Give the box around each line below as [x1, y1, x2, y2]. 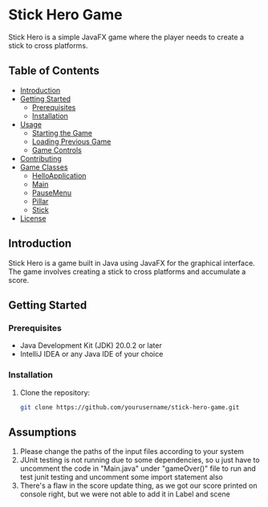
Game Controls [31, 145, 82, 154]
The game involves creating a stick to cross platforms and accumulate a [8, 267, 246, 276]
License [19, 213, 47, 223]
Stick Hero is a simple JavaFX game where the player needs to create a [8, 32, 245, 42]
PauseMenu [31, 187, 72, 198]
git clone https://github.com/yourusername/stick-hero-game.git [19, 403, 240, 411]
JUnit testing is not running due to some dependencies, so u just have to [19, 456, 260, 465]
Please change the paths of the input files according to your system [19, 447, 245, 456]
